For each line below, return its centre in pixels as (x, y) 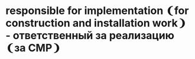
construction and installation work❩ (96, 23)
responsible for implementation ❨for (97, 11)
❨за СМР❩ (33, 48)
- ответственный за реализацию (90, 36)
